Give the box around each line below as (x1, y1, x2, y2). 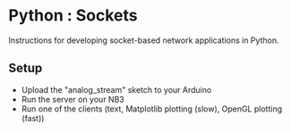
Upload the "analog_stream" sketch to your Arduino (21, 84, 212, 95)
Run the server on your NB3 (21, 94, 124, 104)
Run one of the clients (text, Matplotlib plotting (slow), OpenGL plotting (21, 103, 283, 114)
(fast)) (21, 112, 45, 123)
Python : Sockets (8, 5, 138, 26)
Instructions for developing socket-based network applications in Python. (8, 35, 279, 45)
